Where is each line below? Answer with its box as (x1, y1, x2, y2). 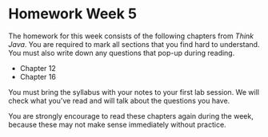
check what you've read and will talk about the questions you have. (8, 96, 230, 105)
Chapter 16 (19, 72, 56, 81)
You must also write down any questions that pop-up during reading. (8, 48, 235, 57)
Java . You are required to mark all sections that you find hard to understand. (8, 39, 260, 49)
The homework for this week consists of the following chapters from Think (8, 31, 254, 41)
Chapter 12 (19, 63, 56, 72)
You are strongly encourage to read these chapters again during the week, (8, 111, 254, 120)
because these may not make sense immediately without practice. (8, 119, 226, 129)
